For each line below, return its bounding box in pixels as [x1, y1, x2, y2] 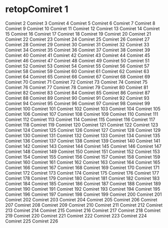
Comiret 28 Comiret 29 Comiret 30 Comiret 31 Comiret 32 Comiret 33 [5, 41, 150, 47]
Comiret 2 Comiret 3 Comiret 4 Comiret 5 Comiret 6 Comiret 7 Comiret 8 [5, 20, 155, 26]
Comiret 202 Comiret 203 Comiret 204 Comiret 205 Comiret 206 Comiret [5, 196, 157, 202]
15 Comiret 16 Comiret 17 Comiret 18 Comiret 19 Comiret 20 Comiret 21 [5, 31, 151, 37]
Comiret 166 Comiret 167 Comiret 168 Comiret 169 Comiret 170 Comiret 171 [5, 165, 160, 171]
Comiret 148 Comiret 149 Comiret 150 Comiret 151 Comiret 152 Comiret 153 [5, 148, 160, 155]
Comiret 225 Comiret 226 [5, 218, 59, 224]
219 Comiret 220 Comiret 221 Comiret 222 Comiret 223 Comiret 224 [5, 212, 147, 218]
